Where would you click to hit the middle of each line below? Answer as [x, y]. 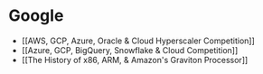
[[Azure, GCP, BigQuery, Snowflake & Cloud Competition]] [130, 50]
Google [36, 16]
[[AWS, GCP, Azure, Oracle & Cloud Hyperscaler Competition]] [138, 41]
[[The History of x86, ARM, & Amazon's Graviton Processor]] [135, 60]
